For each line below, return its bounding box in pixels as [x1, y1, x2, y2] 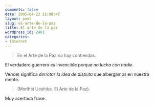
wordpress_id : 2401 [5, 30, 45, 35]
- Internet [5, 39, 27, 44]
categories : [5, 35, 29, 40]
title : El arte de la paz [5, 25, 58, 30]
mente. [5, 76, 20, 82]
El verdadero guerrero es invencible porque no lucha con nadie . [5, 62, 134, 67]
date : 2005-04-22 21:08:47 [5, 12, 60, 17]
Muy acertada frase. [5, 95, 46, 101]
